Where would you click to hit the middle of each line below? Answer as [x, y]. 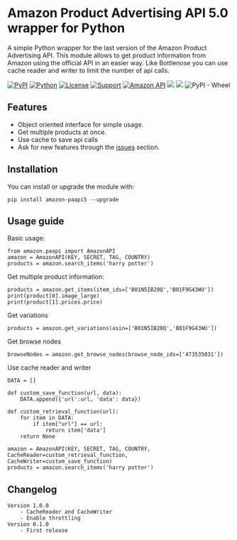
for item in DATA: [47, 418]
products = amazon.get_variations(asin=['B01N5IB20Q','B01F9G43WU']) [112, 329]
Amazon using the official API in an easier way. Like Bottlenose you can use [118, 62]
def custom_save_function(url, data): [65, 393]
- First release [44, 531]
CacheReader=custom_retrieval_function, [68, 456]
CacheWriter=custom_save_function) [60, 462]
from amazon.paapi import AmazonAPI [61, 251]
